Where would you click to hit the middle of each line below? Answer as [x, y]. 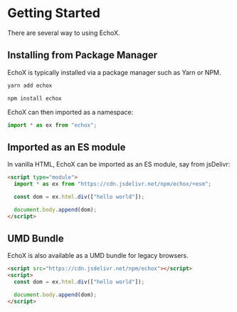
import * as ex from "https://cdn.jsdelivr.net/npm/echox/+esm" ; [113, 184]
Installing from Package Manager [83, 55]
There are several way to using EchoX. [64, 33]
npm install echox [35, 98]
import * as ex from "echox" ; [52, 125]
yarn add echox [30, 85]
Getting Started [54, 13]
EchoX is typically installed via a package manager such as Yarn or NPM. [115, 72]
